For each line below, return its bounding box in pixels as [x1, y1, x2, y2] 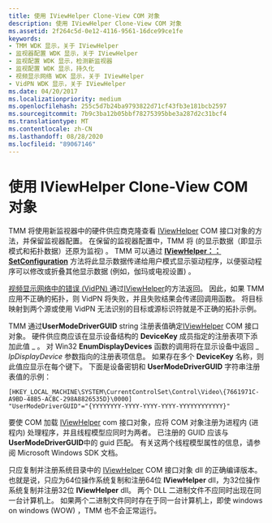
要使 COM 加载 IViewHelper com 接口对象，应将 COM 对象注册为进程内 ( [8, 418, 252, 427]
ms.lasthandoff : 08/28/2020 [8, 132, 104, 140]
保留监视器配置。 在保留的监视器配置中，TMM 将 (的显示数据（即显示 [29, 236, 262, 246]
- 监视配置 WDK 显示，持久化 [8, 65, 95, 73]
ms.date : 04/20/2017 [8, 87, 79, 96]
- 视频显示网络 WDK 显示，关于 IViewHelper [8, 72, 145, 80]
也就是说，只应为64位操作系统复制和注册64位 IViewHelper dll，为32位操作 [8, 475, 261, 485]
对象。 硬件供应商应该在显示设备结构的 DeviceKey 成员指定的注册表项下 [8, 332, 251, 341]
